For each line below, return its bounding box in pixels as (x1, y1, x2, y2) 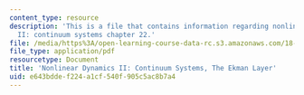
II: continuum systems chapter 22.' (17, 30, 156, 39)
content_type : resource (9, 13, 100, 23)
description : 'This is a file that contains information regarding (9, 22, 270, 31)
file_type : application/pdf (9, 47, 116, 56)
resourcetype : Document (9, 55, 100, 64)
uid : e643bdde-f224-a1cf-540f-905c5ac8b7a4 (9, 72, 176, 81)
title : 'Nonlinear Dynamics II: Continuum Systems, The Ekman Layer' (9, 64, 278, 73)
